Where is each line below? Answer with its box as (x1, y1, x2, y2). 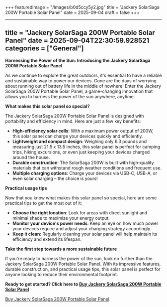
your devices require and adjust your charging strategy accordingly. (12, 225, 152, 231)
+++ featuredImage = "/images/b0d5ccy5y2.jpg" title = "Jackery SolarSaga (5, 4, 160, 10)
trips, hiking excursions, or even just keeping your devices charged (12, 149, 150, 155)
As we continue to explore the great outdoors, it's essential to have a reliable (5, 72, 162, 78)
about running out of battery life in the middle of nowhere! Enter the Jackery (5, 83, 162, 89)
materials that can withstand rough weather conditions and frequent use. (12, 164, 162, 171)
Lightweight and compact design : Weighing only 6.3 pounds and (12, 138, 147, 144)
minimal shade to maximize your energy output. (12, 215, 110, 221)
